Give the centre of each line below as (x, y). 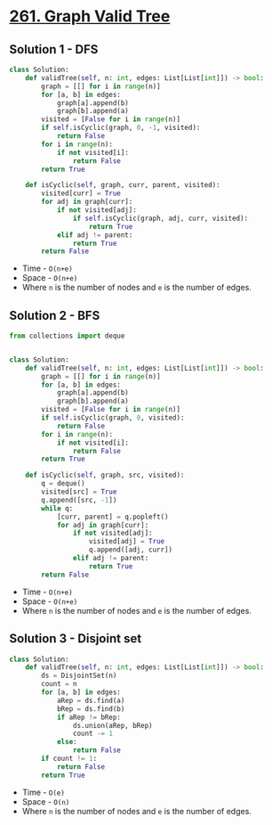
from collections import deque (67, 336)
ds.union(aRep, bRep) (112, 725)
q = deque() (64, 484)
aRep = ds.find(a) (91, 700)
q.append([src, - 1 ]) (79, 500)
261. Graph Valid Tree (90, 16)
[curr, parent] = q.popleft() (112, 517)
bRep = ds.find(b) (91, 709)
